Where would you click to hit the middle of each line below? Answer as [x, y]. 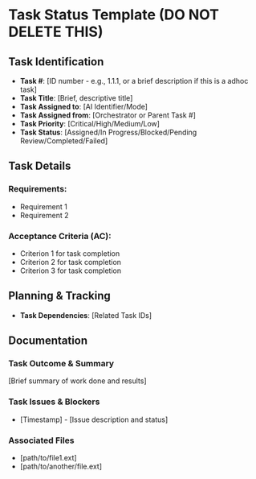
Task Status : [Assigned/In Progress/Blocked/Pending [108, 132]
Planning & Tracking [59, 296]
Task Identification [56, 62]
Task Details [40, 166]
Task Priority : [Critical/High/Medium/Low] [90, 124]
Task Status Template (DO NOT [114, 15]
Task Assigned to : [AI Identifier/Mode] [84, 107]
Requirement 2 [44, 215]
